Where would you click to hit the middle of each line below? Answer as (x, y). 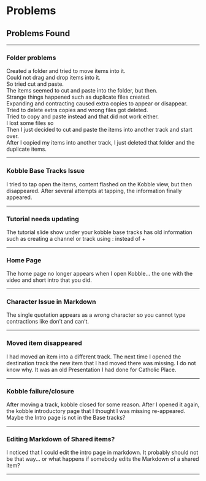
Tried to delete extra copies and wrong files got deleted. (77, 110)
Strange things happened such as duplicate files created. (79, 97)
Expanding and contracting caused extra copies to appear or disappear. (97, 104)
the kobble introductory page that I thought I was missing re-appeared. (96, 411)
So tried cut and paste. (35, 84)
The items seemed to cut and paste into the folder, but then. (82, 91)
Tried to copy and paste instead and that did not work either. (83, 116)
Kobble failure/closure (40, 391)
